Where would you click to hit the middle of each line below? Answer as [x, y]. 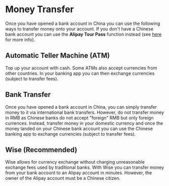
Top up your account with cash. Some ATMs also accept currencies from [81, 68]
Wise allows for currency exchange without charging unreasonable [75, 162]
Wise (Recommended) [41, 150]
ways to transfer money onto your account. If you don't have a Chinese [79, 28]
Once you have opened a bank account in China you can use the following [83, 23]
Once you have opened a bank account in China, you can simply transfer [81, 107]
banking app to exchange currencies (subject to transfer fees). [71, 134]
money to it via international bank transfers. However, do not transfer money [85, 112]
